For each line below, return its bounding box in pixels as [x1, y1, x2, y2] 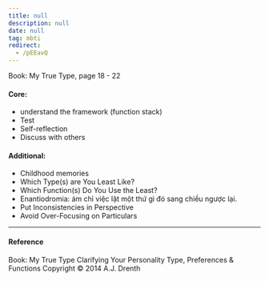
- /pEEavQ [15, 49, 48, 57]
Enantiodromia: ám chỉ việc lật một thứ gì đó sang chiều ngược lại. [19, 194, 238, 204]
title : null [8, 11, 48, 20]
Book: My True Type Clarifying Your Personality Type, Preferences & [8, 255, 234, 264]
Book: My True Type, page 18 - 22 [8, 71, 121, 80]
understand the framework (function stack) [19, 107, 163, 117]
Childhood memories [19, 169, 90, 179]
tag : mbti [8, 34, 42, 42]
